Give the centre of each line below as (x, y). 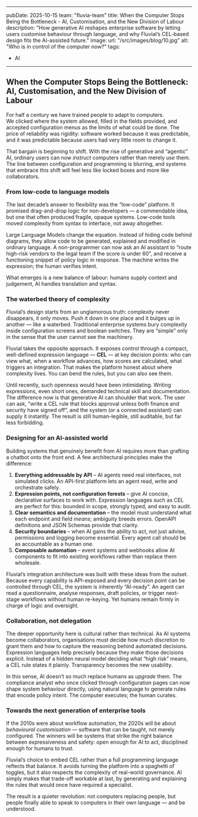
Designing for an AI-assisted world (57, 438)
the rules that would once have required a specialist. (70, 785)
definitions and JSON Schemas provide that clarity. (77, 525)
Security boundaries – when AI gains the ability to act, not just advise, (100, 531)
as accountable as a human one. (54, 544)
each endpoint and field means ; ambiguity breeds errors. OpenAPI (95, 519)
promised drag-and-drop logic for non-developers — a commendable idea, (97, 211)
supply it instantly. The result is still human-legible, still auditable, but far (94, 416)
